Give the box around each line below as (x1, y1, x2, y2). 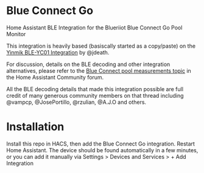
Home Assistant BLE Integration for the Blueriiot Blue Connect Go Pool (6, 24, 183, 31)
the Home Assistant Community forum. (6, 73, 104, 81)
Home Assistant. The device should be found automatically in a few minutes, (6, 146, 199, 153)
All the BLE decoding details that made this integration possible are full (6, 85, 184, 92)
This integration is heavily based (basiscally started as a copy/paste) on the (6, 42, 196, 50)
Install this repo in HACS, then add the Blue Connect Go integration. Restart (6, 140, 195, 147)
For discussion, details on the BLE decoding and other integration (6, 61, 171, 68)
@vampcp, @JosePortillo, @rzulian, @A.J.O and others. (6, 98, 147, 106)
